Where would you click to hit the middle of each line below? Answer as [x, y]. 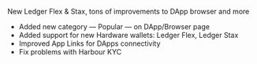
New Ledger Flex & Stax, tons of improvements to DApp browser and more [128, 11]
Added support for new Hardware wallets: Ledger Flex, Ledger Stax [128, 35]
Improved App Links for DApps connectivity [89, 43]
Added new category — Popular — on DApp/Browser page [114, 26]
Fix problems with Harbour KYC [70, 52]
